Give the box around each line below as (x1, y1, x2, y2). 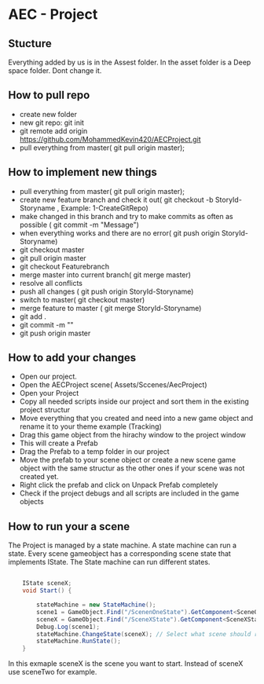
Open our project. (19, 371, 77, 382)
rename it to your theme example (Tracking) (19, 422, 163, 431)
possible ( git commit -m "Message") (19, 220, 140, 229)
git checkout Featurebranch (19, 262, 110, 271)
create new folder (19, 109, 77, 119)
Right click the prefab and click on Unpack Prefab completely (19, 481, 218, 490)
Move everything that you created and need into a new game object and (19, 414, 254, 423)
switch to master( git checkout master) (19, 294, 145, 304)
